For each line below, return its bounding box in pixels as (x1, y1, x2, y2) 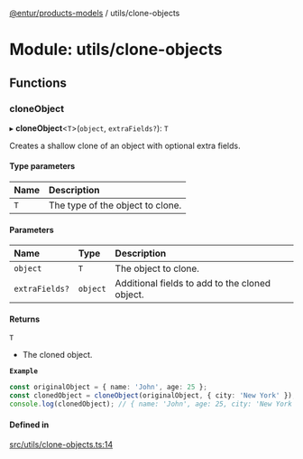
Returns (9, 314, 41, 324)
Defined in (9, 419, 50, 430)
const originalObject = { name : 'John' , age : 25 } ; (9, 383, 207, 392)
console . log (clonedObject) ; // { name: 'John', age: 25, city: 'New (9, 399, 272, 409)
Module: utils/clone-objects (9, 40, 223, 60)
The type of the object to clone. (48, 199, 182, 211)
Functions (9, 75, 68, 90)
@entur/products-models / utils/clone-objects (9, 8, 180, 18)
